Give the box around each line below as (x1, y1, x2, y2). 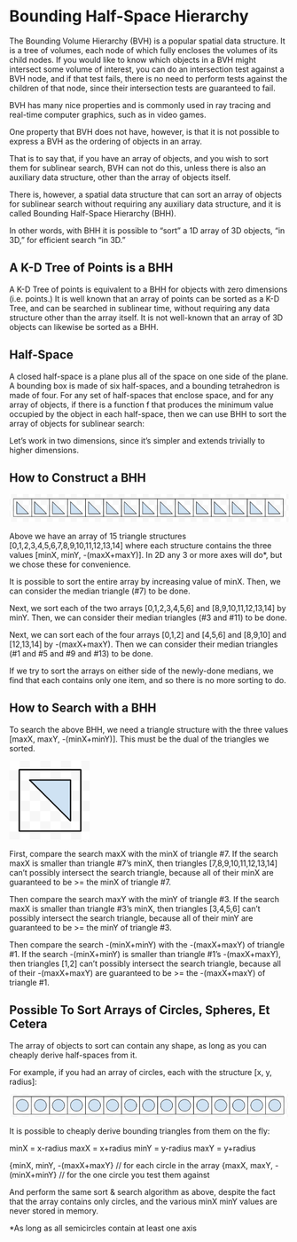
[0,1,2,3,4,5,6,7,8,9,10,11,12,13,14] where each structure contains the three (9, 539, 272, 551)
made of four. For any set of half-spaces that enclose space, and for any (9, 389, 274, 400)
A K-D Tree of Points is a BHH (9, 260, 174, 276)
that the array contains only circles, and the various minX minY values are (9, 1196, 277, 1207)
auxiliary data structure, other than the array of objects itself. (9, 171, 231, 183)
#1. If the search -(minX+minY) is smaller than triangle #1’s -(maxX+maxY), (9, 948, 281, 959)
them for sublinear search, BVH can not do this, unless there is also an (9, 162, 266, 173)
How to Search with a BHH (9, 701, 157, 716)
